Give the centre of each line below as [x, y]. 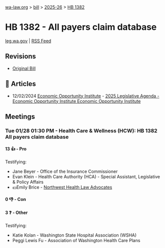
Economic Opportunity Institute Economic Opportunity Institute [77, 101]
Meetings [20, 117]
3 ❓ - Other [17, 213]
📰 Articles [21, 84]
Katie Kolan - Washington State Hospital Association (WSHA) [74, 235]
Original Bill [24, 68]
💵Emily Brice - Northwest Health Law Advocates [62, 187]
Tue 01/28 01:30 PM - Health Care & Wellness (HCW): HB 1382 [81, 131]
